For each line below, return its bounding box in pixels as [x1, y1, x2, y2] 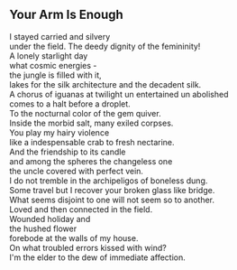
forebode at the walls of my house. [9, 232, 139, 243]
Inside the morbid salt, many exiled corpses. [9, 117, 174, 128]
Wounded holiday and [9, 213, 91, 224]
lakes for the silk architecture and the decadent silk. [9, 79, 202, 89]
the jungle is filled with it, [9, 70, 102, 80]
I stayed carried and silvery [9, 31, 111, 42]
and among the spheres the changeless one [9, 155, 173, 166]
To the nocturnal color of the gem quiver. [9, 107, 161, 118]
